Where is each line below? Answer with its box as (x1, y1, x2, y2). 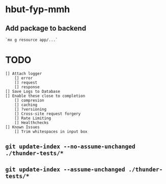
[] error (14, 75, 33, 81)
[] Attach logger (5, 71, 42, 76)
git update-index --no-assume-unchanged (5, 143, 136, 150)
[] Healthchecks (14, 120, 49, 125)
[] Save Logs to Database (5, 89, 60, 94)
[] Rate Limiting (14, 116, 51, 121)
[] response (14, 84, 40, 90)
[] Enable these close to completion (5, 93, 86, 98)
